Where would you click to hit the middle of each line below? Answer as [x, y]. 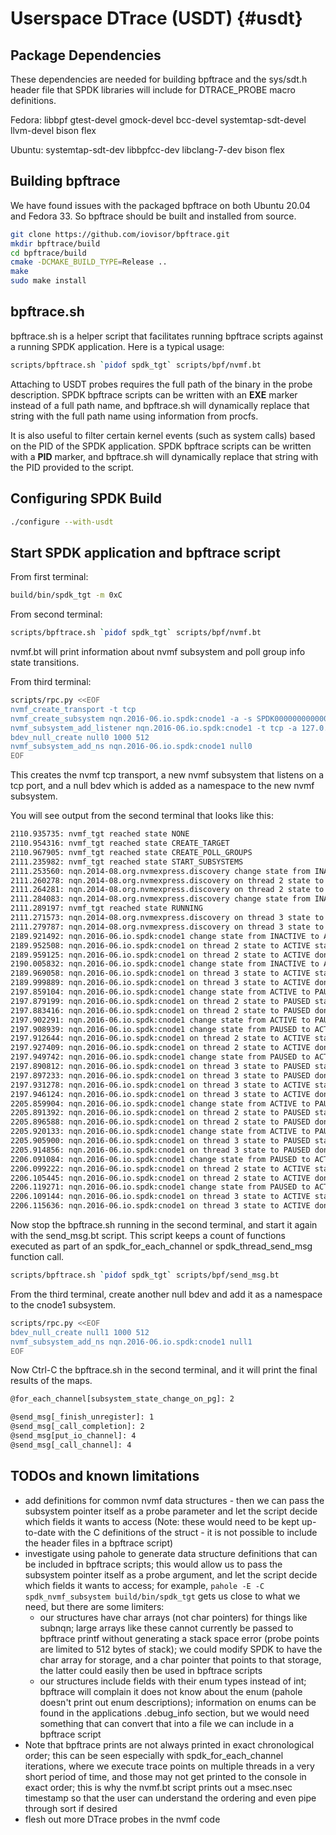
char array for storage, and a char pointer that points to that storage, [180, 1659]
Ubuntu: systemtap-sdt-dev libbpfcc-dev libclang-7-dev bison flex [147, 150]
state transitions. [45, 662]
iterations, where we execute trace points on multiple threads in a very [169, 1766]
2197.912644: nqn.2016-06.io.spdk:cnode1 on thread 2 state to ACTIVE [160, 1038]
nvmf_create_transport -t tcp [73, 709]
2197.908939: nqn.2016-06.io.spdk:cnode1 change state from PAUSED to [160, 1029]
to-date [40, 1532]
